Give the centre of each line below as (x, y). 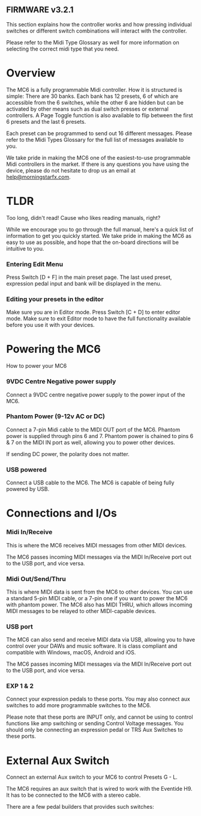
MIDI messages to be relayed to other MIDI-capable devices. (81, 611)
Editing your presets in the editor (55, 299)
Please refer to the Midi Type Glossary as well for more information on (93, 42)
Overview (31, 73)
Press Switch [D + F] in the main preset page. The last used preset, (89, 277)
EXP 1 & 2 (20, 686)
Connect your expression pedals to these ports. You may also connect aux (98, 699)
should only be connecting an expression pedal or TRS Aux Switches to (94, 730)
